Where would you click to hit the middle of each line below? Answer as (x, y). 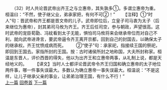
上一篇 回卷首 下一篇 (26, 82)
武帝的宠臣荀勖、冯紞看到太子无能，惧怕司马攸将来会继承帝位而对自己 (81, 33)
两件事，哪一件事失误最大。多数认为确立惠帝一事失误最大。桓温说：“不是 (80, 70)
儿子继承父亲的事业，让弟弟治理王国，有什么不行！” (72, 76)
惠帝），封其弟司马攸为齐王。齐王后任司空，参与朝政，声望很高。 (89, 27)
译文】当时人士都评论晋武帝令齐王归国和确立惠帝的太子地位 (100, 64)
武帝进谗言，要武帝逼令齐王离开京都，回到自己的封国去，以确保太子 (92, 39)
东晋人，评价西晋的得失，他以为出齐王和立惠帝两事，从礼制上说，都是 (85, 58)
